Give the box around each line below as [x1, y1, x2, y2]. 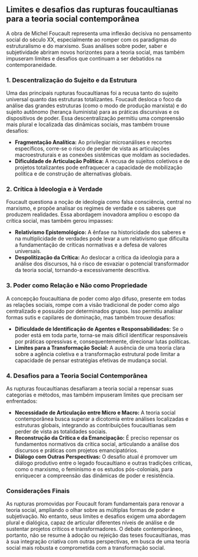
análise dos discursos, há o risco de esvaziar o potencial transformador [14, 260, 189, 267]
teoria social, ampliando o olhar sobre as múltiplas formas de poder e [6, 507, 175, 514]
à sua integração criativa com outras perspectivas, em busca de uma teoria [6, 538, 190, 545]
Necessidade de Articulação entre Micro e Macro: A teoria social [14, 409, 176, 416]
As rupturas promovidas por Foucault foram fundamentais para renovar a [6, 500, 184, 507]
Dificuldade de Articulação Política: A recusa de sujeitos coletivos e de [14, 158, 190, 165]
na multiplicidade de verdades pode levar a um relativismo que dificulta [14, 235, 189, 242]
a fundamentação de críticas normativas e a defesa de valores [14, 241, 167, 248]
